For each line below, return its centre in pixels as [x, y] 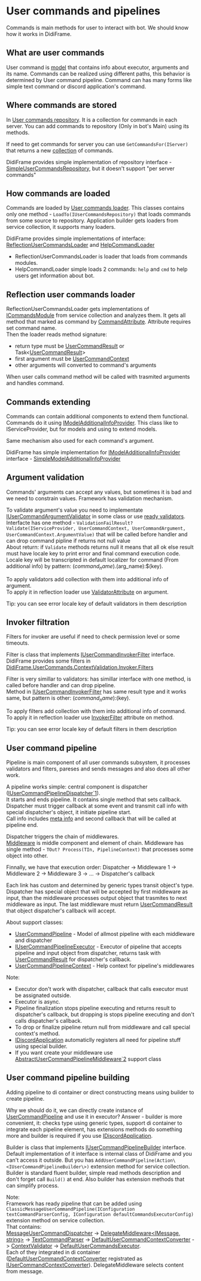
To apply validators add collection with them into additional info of [87, 579]
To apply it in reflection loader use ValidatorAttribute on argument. [88, 592]
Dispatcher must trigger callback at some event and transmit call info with [97, 806]
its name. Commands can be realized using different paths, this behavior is [98, 74]
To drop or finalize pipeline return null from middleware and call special [102, 1027]
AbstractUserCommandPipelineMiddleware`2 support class [88, 1059]
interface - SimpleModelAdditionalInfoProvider [63, 459]
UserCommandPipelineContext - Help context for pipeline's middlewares [104, 966]
